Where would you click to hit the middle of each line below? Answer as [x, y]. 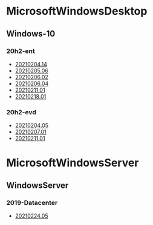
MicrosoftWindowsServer [73, 163]
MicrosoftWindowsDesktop [77, 11]
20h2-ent [21, 51]
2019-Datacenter [32, 202]
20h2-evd [21, 112]
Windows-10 [31, 34]
